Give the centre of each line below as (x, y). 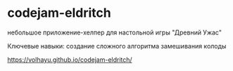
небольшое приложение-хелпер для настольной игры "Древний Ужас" (114, 32)
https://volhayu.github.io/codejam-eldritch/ (70, 59)
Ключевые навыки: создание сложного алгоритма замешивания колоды (117, 46)
